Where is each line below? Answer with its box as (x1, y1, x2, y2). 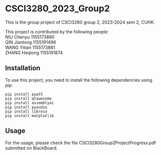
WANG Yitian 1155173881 (5, 44, 55, 50)
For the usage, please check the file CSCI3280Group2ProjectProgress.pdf (5, 140, 157, 146)
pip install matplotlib (5, 113, 54, 118)
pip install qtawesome (5, 96, 52, 101)
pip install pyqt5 (5, 92, 43, 96)
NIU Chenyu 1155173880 (5, 34, 55, 40)
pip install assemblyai (5, 100, 54, 105)
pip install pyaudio (5, 104, 48, 110)
